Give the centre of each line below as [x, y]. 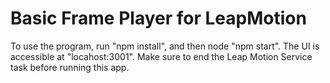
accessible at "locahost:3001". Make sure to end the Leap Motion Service [161, 56]
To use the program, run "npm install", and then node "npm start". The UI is [165, 46]
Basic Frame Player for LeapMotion [158, 18]
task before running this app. [70, 67]
